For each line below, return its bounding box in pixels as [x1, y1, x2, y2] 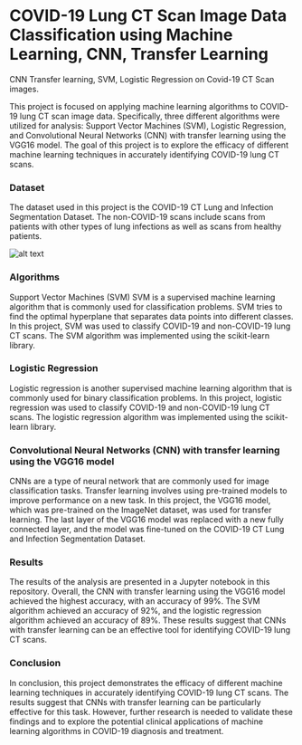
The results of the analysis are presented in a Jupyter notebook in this [9, 577, 270, 587]
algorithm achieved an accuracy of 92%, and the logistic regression [9, 606, 262, 616]
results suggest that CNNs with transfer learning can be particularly [9, 696, 261, 707]
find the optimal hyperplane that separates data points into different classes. [9, 310, 294, 321]
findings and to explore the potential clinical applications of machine [9, 716, 264, 727]
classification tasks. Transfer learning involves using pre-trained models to [9, 485, 288, 496]
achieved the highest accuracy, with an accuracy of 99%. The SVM [9, 596, 260, 607]
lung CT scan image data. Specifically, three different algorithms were [19, 110, 280, 121]
